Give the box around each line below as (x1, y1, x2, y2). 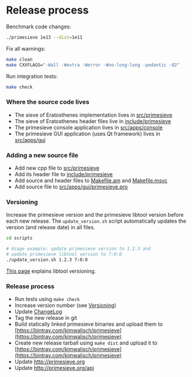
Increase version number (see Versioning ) (14, 302, 116, 309)
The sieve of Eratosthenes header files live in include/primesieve (14, 117, 171, 124)
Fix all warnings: (6, 45, 46, 52)
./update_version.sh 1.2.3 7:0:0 (6, 257, 88, 263)
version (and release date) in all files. (6, 224, 96, 231)
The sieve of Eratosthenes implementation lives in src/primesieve (14, 111, 173, 118)
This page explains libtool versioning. (6, 267, 96, 275)
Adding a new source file (6, 151, 79, 159)
